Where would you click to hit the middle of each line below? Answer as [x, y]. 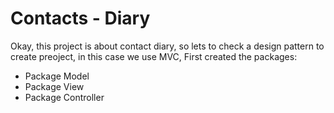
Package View [54, 86]
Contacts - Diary [80, 18]
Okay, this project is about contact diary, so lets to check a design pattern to [167, 46]
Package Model [57, 76]
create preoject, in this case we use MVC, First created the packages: [154, 56]
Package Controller [64, 97]
